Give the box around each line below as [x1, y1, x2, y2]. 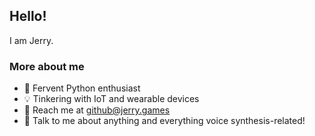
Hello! [9, 8, 47, 25]
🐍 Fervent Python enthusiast [23, 82, 141, 94]
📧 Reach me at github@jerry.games [23, 104, 171, 116]
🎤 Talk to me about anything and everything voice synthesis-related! [23, 115, 306, 127]
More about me [9, 59, 85, 73]
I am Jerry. [9, 34, 54, 46]
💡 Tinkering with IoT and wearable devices [23, 93, 200, 105]
